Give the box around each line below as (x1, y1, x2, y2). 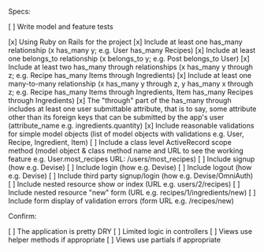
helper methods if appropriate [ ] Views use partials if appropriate (8, 235, 221, 244)
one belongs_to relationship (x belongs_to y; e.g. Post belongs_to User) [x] (8, 54, 250, 63)
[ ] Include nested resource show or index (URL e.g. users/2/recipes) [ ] (8, 180, 240, 188)
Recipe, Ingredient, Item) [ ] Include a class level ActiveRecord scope (8, 138, 232, 146)
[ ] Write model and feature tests (8, 22, 113, 31)
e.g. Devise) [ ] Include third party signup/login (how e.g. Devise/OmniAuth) (8, 171, 254, 180)
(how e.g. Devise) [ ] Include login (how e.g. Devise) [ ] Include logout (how (8, 163, 252, 172)
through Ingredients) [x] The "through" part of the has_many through (8, 96, 232, 105)
